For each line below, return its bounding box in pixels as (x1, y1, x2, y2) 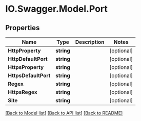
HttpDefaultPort (8, 56, 48, 62)
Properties (5, 23, 40, 32)
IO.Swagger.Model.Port (5, 3, 108, 15)
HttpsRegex (8, 89, 37, 95)
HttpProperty (8, 47, 41, 54)
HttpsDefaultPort (8, 72, 51, 79)
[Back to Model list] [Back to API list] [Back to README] (5, 110, 123, 116)
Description (75, 39, 105, 45)
